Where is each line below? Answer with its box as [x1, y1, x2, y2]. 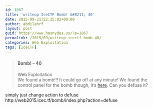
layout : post [5, 26, 32, 31]
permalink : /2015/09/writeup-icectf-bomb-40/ [5, 36, 101, 41]
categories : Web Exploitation [5, 40, 68, 45]
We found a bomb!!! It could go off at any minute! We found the [17, 76, 147, 83]
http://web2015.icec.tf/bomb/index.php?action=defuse [5, 97, 118, 103]
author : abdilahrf [5, 21, 43, 27]
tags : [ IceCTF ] [5, 45, 37, 50]
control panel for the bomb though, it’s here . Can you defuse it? [17, 82, 148, 88]
